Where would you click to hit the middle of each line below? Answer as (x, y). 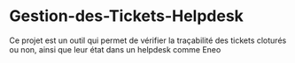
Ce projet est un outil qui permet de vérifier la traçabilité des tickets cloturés (148, 40)
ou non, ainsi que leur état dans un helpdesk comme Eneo (115, 49)
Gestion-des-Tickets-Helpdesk (126, 16)
